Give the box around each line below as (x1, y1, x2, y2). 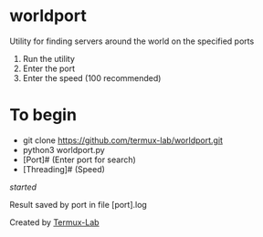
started (9, 181, 37, 192)
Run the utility (22, 53, 76, 64)
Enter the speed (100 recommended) (22, 72, 162, 83)
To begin (9, 105, 78, 126)
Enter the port (22, 63, 76, 74)
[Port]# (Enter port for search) (22, 154, 137, 165)
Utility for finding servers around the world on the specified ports (9, 36, 255, 46)
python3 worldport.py (22, 144, 105, 155)
